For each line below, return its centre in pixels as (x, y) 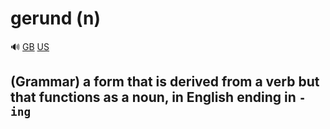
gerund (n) (55, 18)
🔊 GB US (30, 46)
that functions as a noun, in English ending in (153, 97)
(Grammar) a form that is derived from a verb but (165, 82)
